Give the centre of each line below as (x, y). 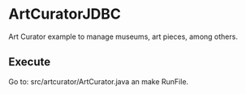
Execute (30, 62)
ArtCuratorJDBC (65, 14)
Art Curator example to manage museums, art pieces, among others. (123, 36)
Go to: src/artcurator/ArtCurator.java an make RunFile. (99, 81)
